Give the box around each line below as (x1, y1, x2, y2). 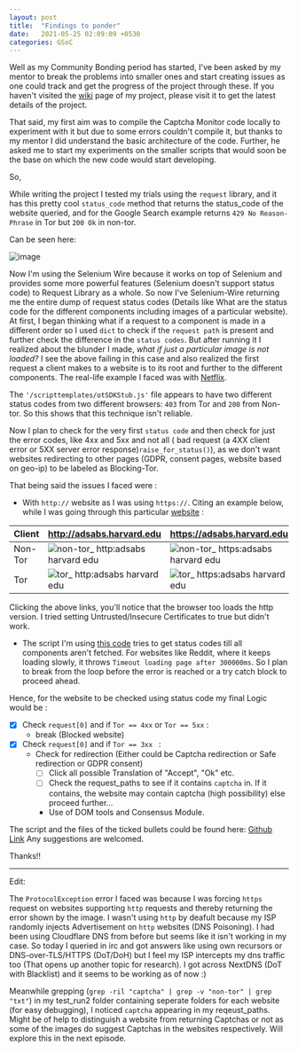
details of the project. (9, 99, 87, 111)
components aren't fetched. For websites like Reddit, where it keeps (21, 648, 271, 658)
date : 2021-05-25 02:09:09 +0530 (9, 29, 141, 38)
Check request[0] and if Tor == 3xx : (21, 739, 161, 750)
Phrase (9, 219, 34, 228)
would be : (9, 702, 48, 713)
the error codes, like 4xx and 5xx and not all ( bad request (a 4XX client (9, 435, 271, 446)
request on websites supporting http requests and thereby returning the (9, 902, 273, 913)
